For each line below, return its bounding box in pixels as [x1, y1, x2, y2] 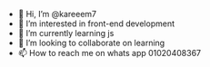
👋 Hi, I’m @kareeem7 [17, 9, 97, 19]
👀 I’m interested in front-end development [17, 18, 175, 29]
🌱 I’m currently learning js [17, 28, 115, 38]
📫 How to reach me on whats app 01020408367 [17, 48, 202, 58]
